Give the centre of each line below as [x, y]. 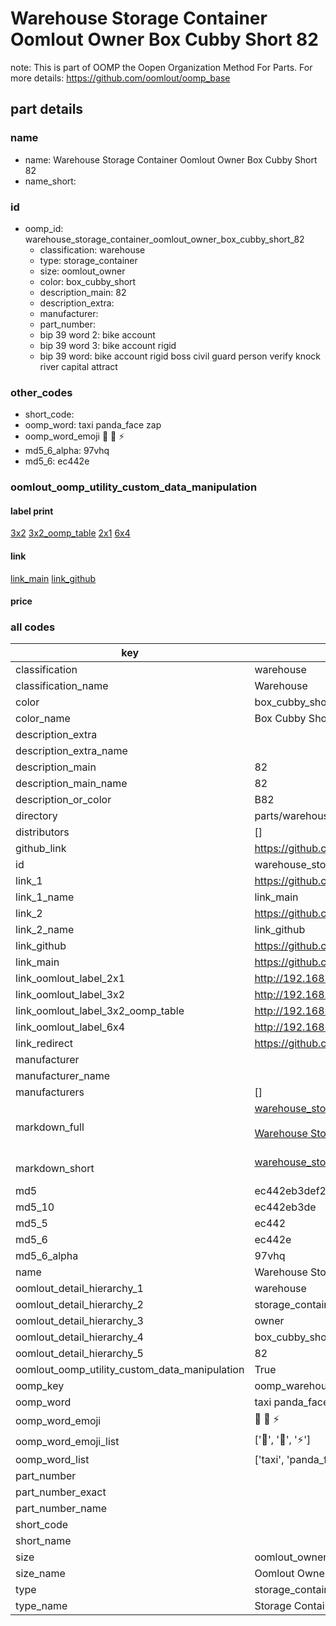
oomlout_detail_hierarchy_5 [79, 1354]
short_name [43, 1541]
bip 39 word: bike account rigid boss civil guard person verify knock [180, 356]
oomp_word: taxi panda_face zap [93, 425]
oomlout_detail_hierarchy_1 [79, 1289]
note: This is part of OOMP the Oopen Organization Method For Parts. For [161, 67]
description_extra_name [71, 751]
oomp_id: [44, 228]
